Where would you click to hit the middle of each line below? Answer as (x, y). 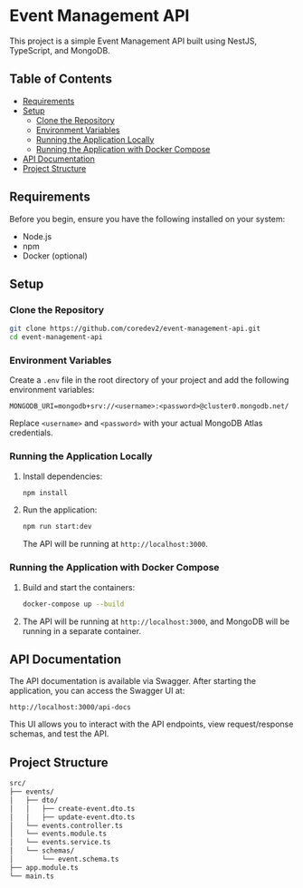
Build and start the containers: (79, 587)
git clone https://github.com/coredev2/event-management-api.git (135, 329)
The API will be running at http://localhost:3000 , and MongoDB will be (156, 621)
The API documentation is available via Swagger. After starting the (133, 681)
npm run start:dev (57, 527)
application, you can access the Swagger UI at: (97, 691)
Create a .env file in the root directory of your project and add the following (149, 380)
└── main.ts (32, 876)
